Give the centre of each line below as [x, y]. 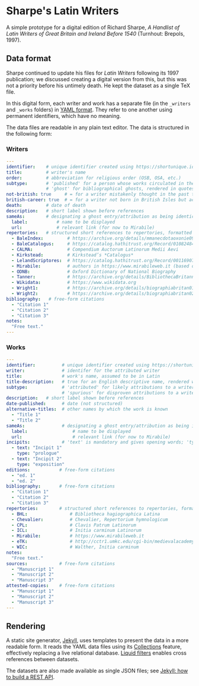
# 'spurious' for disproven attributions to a [120, 393]
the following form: [29, 133]
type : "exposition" [41, 464]
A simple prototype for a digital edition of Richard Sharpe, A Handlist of [93, 27]
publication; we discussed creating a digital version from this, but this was [97, 79]
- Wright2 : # [41, 294]
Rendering [26, 626]
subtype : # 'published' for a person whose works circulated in [95, 183]
